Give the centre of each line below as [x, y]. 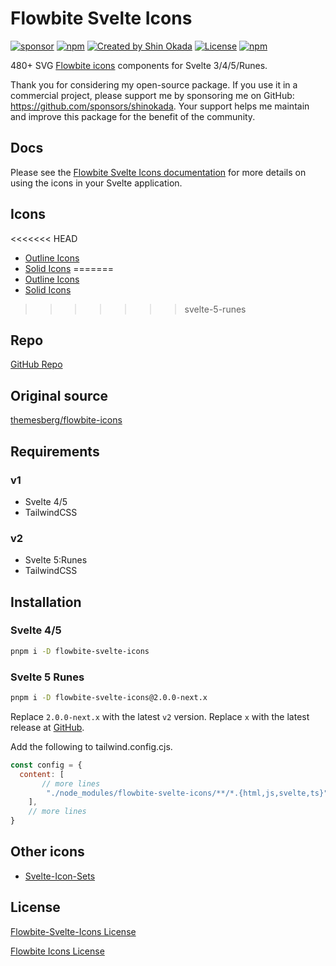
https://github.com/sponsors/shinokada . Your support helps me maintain [160, 106]
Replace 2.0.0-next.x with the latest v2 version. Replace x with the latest [160, 716]
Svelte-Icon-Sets [60, 876]
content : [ [42, 774]
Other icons [47, 852]
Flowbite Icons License [57, 951]
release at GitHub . [47, 727]
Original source [59, 395]
